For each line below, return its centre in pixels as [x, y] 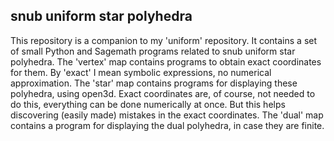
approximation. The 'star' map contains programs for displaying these [154, 83]
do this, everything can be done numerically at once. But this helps [148, 104]
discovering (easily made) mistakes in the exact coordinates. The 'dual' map [167, 115]
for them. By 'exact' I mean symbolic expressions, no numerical [141, 72]
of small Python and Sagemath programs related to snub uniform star [153, 51]
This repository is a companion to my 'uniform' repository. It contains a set [164, 40]
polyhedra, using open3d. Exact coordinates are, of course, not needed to [163, 93]
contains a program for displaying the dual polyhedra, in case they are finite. [167, 125]
